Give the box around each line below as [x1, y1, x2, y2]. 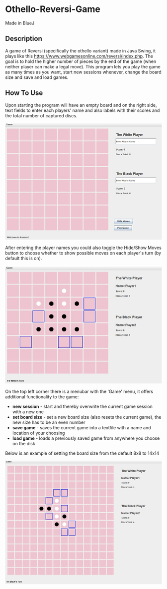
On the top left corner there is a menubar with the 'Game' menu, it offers [5, 388, 153, 394]
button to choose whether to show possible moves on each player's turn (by [5, 250, 162, 256]
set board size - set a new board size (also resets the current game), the [12, 414, 162, 420]
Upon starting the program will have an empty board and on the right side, [5, 102, 157, 108]
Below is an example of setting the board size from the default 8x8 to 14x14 [5, 450, 160, 456]
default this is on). [5, 256, 42, 262]
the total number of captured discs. [5, 112, 78, 118]
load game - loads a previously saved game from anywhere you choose [12, 435, 160, 441]
